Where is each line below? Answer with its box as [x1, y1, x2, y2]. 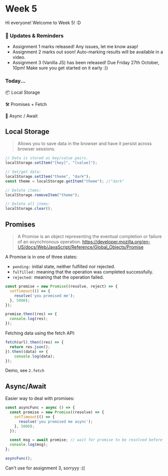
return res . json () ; [10, 344, 51, 349]
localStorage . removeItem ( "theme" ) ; [5, 192, 80, 197]
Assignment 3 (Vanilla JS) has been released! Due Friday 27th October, [12, 60, 159, 66]
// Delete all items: [5, 201, 51, 206]
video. [12, 54, 26, 60]
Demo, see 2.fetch [5, 368, 45, 374]
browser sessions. [17, 146, 56, 152]
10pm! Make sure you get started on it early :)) [12, 65, 108, 71]
